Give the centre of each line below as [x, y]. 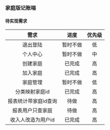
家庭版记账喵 [21, 7]
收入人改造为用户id [32, 120]
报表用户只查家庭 [32, 110]
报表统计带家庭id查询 [32, 101]
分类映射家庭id [32, 92]
